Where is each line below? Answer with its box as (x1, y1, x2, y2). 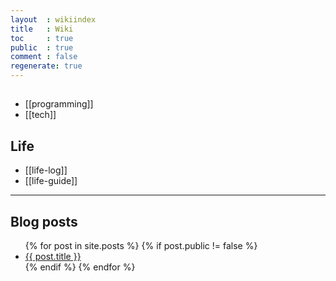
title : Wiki (10, 24, 74, 34)
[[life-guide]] (24, 175, 78, 187)
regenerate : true (10, 61, 83, 71)
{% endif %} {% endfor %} (24, 261, 136, 273)
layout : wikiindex (10, 14, 97, 25)
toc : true (10, 33, 74, 43)
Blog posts (10, 213, 78, 230)
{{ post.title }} (24, 251, 82, 263)
